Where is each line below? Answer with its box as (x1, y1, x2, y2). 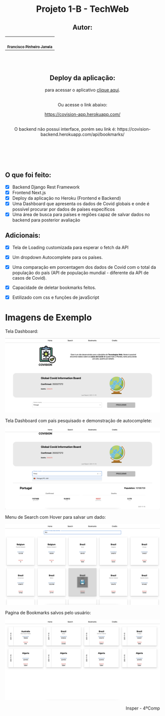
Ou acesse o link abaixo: (57, 102, 108, 107)
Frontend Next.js (12, 189, 46, 195)
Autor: (72, 23, 93, 32)
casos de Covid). (12, 275, 47, 281)
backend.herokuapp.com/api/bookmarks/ (40, 131, 125, 137)
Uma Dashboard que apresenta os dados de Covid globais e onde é (12, 201, 150, 207)
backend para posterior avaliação (12, 217, 81, 223)
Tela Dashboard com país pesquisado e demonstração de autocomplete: (5, 418, 152, 424)
